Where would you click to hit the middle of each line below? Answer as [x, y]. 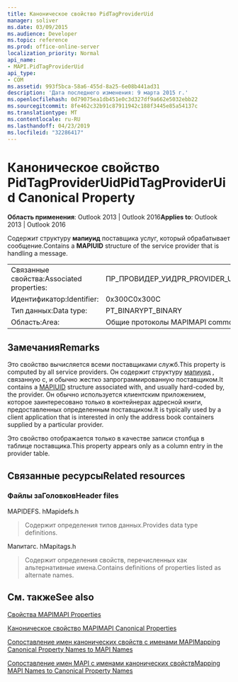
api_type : [22, 73]
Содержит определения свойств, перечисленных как [106, 559]
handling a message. [38, 254]
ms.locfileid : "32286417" [45, 132]
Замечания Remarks [54, 347]
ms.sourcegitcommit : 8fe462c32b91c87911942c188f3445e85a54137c [103, 106]
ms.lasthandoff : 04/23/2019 [49, 126]
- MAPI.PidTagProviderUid [45, 67]
